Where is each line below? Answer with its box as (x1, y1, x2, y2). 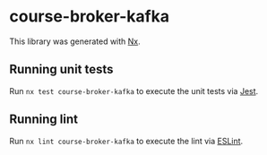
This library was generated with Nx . (9, 36, 141, 47)
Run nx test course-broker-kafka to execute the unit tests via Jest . (9, 85, 259, 96)
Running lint (9, 112, 79, 127)
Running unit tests (9, 62, 114, 77)
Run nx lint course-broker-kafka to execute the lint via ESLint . (9, 135, 244, 146)
